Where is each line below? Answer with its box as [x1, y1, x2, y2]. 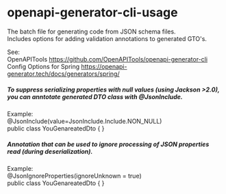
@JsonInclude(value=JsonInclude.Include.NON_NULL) [7, 117, 162, 125]
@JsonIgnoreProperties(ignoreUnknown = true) [7, 171, 142, 180]
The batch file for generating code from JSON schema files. [7, 27, 176, 36]
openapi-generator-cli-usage [7, 5, 178, 20]
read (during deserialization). [7, 147, 93, 155]
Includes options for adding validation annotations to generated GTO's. [7, 34, 208, 42]
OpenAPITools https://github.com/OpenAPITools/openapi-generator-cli [7, 55, 208, 63]
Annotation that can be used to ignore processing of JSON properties [7, 140, 210, 148]
